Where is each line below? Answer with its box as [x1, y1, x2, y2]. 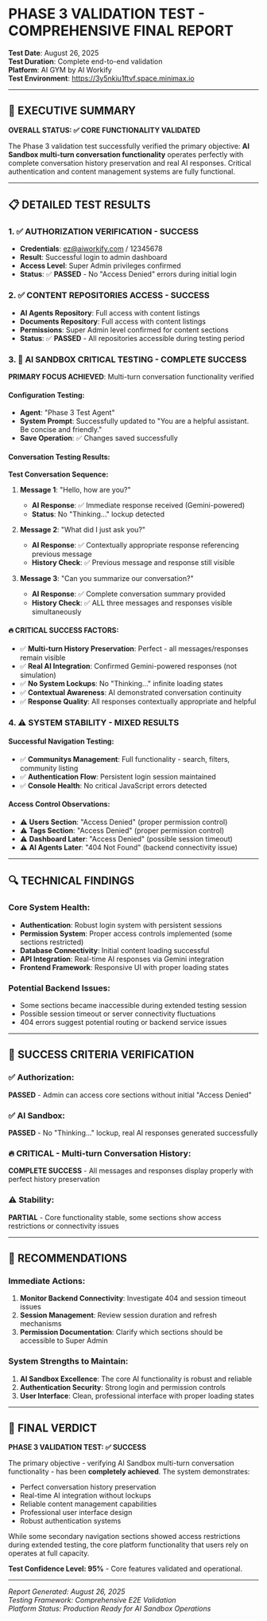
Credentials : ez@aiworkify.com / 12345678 [19, 244, 163, 253]
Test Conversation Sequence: [8, 469, 109, 479]
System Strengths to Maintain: [8, 1356, 129, 1367]
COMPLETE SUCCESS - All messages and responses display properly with [8, 1166, 253, 1176]
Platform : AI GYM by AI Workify [8, 65, 113, 74]
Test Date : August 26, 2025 [8, 48, 99, 57]
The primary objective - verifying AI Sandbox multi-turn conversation [8, 1458, 234, 1468]
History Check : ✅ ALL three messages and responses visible [31, 599, 233, 608]
